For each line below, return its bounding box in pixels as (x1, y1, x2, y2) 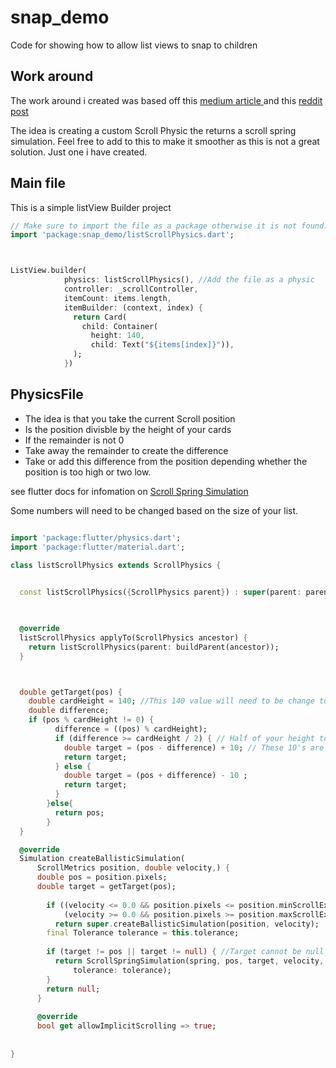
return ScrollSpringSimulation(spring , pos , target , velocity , (54, 956, 325, 966)
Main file (10, 175, 66, 192)
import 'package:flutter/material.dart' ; (10, 542, 186, 552)
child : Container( (81, 321, 159, 331)
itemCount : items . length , (63, 293, 172, 303)
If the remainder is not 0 (24, 434, 125, 446)
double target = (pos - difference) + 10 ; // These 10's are (63, 742, 325, 753)
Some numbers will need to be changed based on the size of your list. (10, 504, 299, 516)
